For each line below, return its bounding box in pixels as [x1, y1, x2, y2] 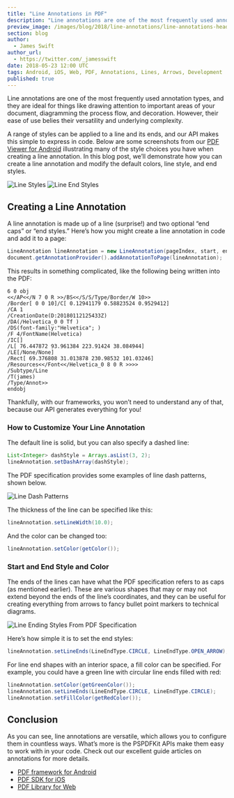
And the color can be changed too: [7, 531, 107, 540]
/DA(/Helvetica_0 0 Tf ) [7, 318, 79, 325]
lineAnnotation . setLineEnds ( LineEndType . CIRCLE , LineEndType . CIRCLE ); [7, 688, 217, 695]
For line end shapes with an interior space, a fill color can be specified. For [7, 660, 221, 669]
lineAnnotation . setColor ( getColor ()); [7, 545, 120, 552]
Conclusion [7, 714, 58, 725]
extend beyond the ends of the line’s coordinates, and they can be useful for [7, 593, 226, 601]
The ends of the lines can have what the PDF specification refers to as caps [7, 577, 225, 586]
